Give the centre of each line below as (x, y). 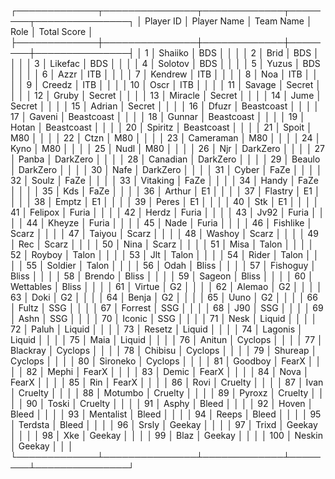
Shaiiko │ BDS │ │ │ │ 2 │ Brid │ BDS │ (239, 53)
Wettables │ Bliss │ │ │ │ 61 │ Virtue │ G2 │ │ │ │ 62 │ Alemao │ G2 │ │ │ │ (166, 286)
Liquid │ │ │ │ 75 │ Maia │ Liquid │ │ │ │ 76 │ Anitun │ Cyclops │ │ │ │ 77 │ (166, 339)
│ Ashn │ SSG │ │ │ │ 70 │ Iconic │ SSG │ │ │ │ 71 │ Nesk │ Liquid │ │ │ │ (164, 318)
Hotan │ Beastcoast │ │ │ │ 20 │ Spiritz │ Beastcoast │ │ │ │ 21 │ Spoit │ (161, 127)
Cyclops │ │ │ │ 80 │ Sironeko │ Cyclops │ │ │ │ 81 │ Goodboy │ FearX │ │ (166, 361)
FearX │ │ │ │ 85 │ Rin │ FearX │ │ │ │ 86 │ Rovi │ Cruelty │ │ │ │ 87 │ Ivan (167, 382)
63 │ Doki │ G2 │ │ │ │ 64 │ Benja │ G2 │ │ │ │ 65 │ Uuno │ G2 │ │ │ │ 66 (164, 297)
